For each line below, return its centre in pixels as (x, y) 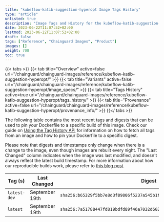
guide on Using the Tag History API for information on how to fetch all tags (80, 131)
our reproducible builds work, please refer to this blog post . (65, 166)
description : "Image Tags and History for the (53, 23)
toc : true (15, 55)
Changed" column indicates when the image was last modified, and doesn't (81, 155)
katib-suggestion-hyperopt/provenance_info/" (51, 111)
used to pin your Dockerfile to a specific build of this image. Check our (76, 125)
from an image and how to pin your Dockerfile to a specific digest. (72, 135)
